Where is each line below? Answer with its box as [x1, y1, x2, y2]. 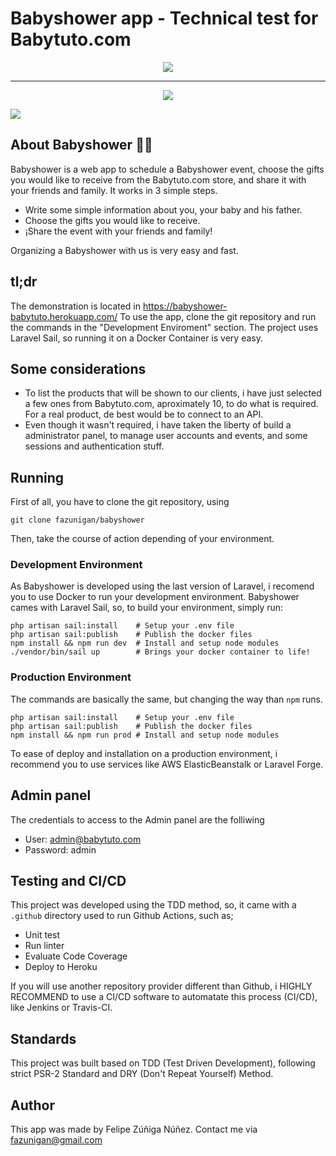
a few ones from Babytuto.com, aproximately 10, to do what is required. [24, 398, 319, 410]
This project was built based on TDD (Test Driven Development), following [10, 1057, 316, 1069]
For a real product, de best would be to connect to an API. [24, 408, 264, 421]
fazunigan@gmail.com [10, 1134, 103, 1146]
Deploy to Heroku [24, 961, 98, 973]
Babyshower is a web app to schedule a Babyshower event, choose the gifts [10, 163, 325, 175]
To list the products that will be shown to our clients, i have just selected [24, 387, 322, 399]
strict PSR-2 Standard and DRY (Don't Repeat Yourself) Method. [10, 1068, 274, 1080]
